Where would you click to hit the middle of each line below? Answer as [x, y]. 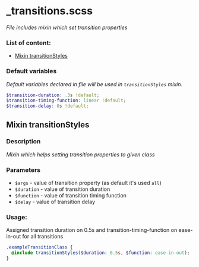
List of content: [29, 43]
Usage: [17, 217]
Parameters [23, 169]
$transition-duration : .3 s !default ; [53, 95]
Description [23, 142]
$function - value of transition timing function [70, 196]
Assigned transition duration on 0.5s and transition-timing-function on [92, 230]
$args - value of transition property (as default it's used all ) [88, 183]
